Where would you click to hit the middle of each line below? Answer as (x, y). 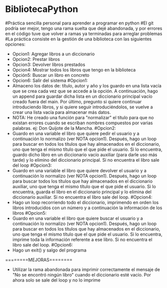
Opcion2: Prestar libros (36, 59)
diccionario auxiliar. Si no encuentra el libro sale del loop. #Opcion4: (82, 197)
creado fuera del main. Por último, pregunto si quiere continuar (77, 101)
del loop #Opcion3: (32, 165)
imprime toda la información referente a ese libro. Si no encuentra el (82, 239)
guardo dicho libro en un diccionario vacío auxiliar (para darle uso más (85, 154)
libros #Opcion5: (29, 213)
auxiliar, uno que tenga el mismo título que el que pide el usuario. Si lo (84, 186)
